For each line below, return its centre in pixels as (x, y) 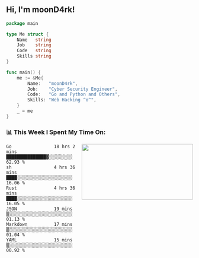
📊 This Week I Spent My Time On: (56, 132)
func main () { (24, 72)
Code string (34, 51)
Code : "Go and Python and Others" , (74, 94)
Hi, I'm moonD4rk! (41, 10)
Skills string (34, 56)
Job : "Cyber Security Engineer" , (73, 89)
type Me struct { (28, 34)
